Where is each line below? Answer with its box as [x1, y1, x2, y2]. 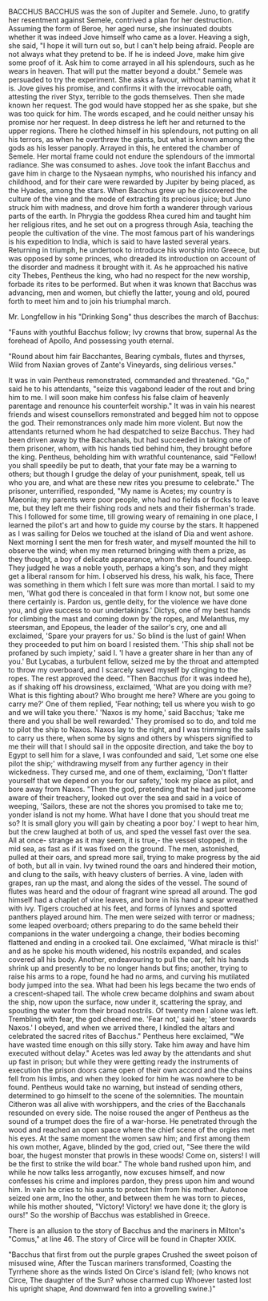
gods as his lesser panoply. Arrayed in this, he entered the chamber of [8, 143, 240, 152]
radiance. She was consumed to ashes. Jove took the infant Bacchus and [8, 160, 250, 169]
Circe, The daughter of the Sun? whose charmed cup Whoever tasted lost [8, 1275, 252, 1285]
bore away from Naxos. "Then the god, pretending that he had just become [8, 785, 256, 794]
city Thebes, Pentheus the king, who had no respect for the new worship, [8, 271, 250, 280]
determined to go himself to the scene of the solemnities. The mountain [8, 1091, 244, 1101]
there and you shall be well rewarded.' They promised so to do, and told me [8, 717, 257, 725]
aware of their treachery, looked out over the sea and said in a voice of [8, 793, 242, 802]
